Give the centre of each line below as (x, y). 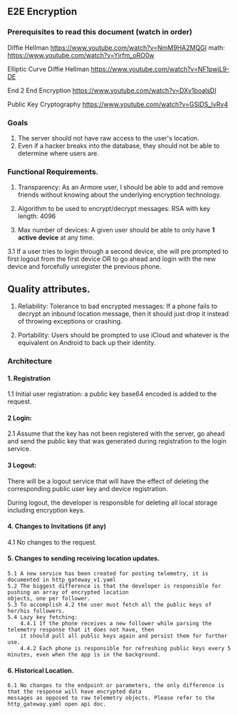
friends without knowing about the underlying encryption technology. (119, 195)
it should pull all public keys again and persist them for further (124, 636)
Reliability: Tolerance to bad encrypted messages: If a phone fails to (117, 307)
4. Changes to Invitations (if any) (57, 526)
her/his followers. (36, 611)
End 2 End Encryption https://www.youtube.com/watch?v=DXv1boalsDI (112, 90)
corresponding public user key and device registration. (88, 488)
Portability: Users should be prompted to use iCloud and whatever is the (123, 335)
